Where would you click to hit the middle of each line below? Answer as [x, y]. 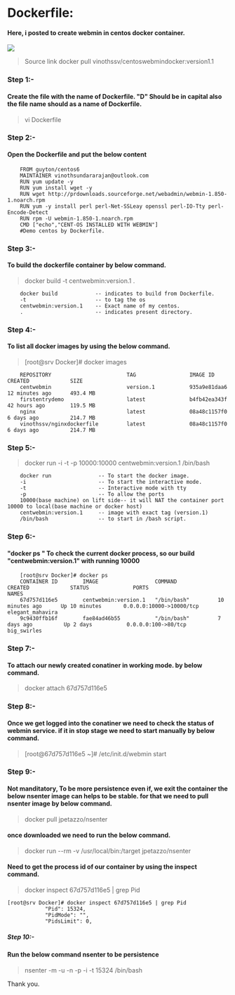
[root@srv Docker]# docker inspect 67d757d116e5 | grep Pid [97, 903]
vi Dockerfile [43, 119]
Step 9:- [22, 772]
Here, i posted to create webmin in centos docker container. [96, 32]
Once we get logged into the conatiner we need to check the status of [111, 723]
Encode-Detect [28, 212]
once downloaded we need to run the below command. [89, 835]
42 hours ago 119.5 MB [52, 405]
